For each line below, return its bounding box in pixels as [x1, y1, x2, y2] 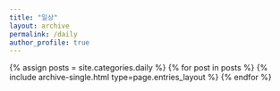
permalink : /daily [9, 29, 78, 38]
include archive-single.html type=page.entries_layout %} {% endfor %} [9, 72, 272, 83]
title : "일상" [9, 12, 58, 22]
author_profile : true [9, 37, 90, 47]
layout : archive [9, 21, 70, 30]
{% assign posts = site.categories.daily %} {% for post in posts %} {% [9, 62, 268, 73]
